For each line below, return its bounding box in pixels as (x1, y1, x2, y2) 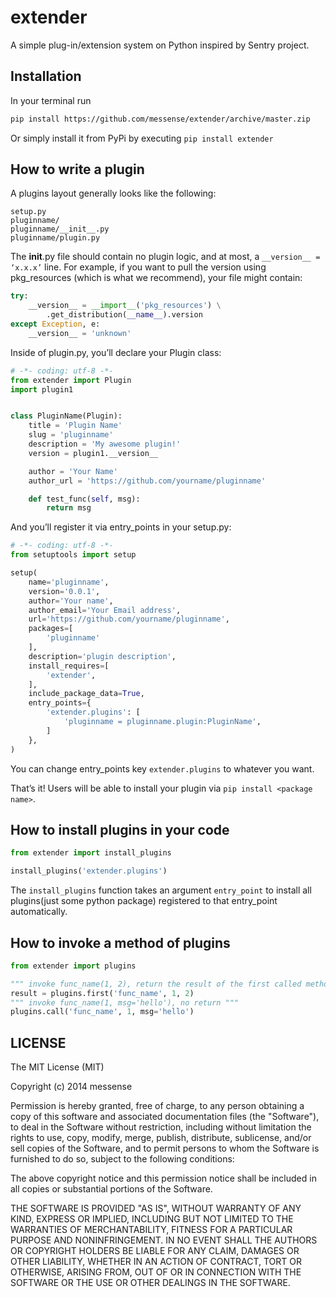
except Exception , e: (10, 319, 101, 330)
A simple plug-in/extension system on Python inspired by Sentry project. (10, 39, 310, 51)
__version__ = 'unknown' (28, 328, 132, 338)
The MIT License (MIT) (10, 1061, 105, 1073)
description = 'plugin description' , (28, 651, 177, 661)
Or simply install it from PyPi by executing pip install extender (10, 132, 274, 144)
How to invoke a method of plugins (10, 934, 231, 951)
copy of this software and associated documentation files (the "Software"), (10, 1111, 320, 1123)
